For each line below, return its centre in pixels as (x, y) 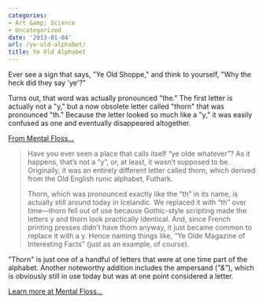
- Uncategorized (35, 30)
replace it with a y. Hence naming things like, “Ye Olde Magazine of (136, 236)
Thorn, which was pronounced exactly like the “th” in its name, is (133, 194)
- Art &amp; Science (42, 23)
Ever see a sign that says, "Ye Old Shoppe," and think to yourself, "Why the (130, 74)
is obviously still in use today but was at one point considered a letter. (121, 276)
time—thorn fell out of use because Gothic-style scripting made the (137, 211)
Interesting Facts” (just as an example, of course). (108, 244)
